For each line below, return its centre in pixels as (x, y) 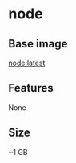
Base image (38, 44)
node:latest (27, 63)
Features (31, 88)
